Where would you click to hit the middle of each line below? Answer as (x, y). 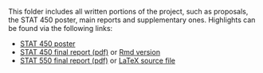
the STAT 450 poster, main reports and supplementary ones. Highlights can (132, 20)
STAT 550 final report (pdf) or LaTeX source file (98, 60)
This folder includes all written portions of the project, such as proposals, (128, 12)
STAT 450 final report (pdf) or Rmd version (90, 52)
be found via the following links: (61, 28)
